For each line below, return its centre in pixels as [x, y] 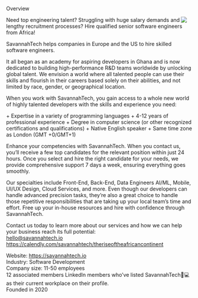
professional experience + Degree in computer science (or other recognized [99, 122]
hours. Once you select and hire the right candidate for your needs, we [92, 158]
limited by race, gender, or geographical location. [66, 87]
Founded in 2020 [27, 289]
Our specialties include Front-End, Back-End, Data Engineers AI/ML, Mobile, [98, 183]
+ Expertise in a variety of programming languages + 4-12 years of [87, 116]
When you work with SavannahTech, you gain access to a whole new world [98, 98]
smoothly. [18, 171]
